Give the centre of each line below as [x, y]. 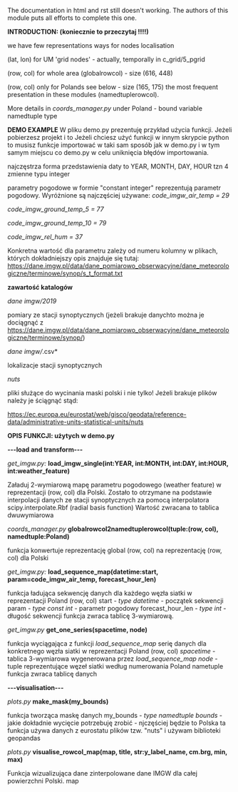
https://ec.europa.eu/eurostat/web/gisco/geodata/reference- [97, 414]
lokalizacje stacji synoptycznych [55, 365]
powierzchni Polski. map [43, 781]
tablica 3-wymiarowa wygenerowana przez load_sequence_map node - [113, 659]
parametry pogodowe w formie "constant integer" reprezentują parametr [114, 188]
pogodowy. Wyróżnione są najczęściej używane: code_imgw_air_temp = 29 [118, 195]
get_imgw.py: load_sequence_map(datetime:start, [83, 572]
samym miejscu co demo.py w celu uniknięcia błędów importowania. [108, 152]
